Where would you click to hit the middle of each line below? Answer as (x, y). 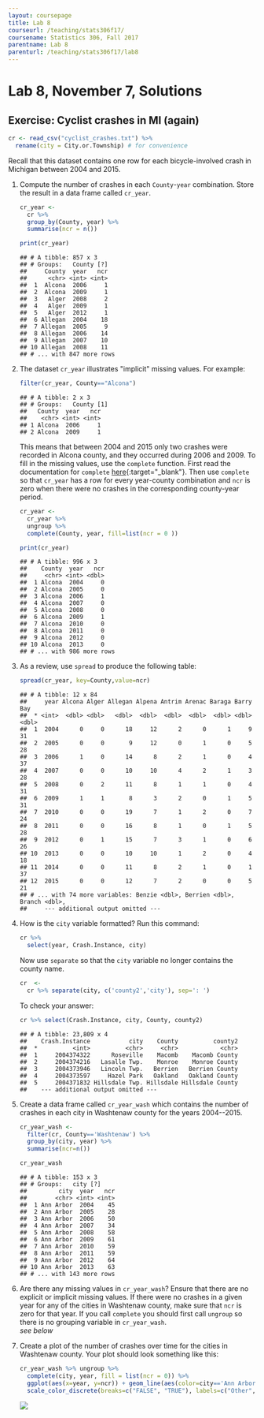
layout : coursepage (40, 15)
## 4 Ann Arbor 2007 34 (67, 1226)
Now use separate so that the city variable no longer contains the (126, 960)
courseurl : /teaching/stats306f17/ (66, 30)
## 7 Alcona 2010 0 (62, 624)
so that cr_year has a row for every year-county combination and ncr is (135, 480)
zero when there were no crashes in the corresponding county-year (129, 489)
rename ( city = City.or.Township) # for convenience (102, 146)
